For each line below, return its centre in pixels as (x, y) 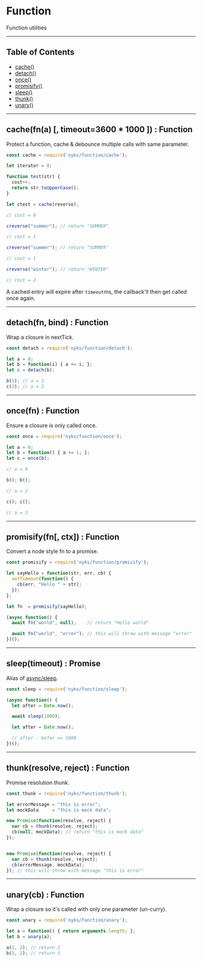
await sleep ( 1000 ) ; (36, 716)
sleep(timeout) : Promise (54, 664)
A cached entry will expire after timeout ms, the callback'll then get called (97, 291)
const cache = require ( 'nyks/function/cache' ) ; (67, 155)
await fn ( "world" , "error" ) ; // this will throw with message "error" (102, 634)
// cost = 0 (21, 215)
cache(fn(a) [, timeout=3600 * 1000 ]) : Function (99, 129)
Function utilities (26, 28)
